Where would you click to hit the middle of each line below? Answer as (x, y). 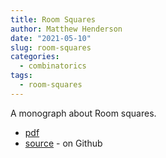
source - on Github (63, 143)
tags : (21, 76)
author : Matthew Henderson (66, 29)
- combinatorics (53, 66)
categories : (35, 57)
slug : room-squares (51, 47)
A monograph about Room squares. (83, 113)
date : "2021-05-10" (51, 38)
